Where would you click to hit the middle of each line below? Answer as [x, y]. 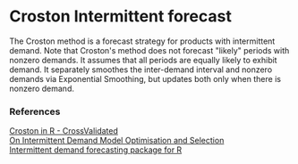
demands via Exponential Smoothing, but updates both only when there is [145, 78]
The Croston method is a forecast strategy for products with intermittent [142, 41]
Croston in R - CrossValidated [64, 131]
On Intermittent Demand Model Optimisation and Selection [117, 141]
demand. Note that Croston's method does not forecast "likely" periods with [149, 50]
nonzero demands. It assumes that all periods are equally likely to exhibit [143, 60]
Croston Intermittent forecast [121, 16]
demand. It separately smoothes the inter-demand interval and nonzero [141, 70]
